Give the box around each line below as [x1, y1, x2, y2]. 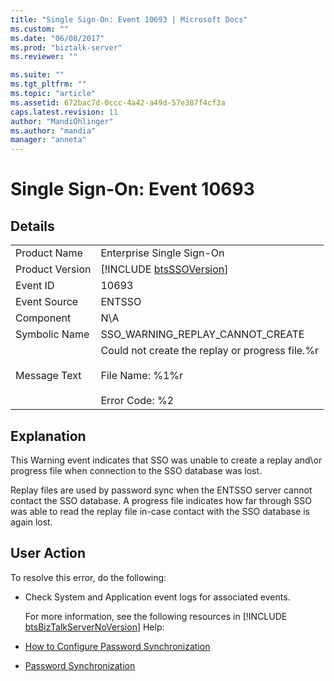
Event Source [15, 295, 79, 309]
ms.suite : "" [10, 70, 65, 80]
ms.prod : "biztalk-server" [10, 42, 123, 53]
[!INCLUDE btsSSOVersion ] [100, 262, 229, 276]
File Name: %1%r [100, 369, 184, 383]
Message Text [15, 369, 82, 383]
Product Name [15, 246, 83, 260]
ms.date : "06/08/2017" [10, 33, 105, 43]
